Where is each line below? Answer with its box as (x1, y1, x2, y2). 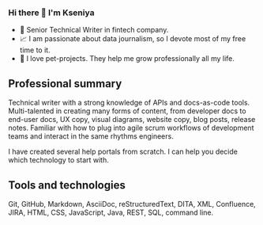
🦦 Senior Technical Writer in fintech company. (19, 25, 169, 35)
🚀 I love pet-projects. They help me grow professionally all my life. (19, 54, 235, 63)
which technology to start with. (8, 155, 109, 165)
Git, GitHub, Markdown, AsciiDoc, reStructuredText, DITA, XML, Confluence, (8, 199, 257, 208)
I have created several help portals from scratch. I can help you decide (8, 147, 239, 157)
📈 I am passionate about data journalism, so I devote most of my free (19, 34, 246, 44)
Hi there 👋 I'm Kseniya (8, 7, 95, 18)
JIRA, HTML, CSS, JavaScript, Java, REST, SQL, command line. (8, 208, 214, 217)
